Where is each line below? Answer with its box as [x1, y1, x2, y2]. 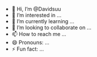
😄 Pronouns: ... [11, 39, 50, 46]
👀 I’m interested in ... [11, 12, 62, 19]
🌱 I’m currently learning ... [11, 18, 75, 24]
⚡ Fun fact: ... [11, 45, 44, 52]
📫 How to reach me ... [11, 31, 66, 37]
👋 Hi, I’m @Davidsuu [11, 6, 62, 12]
